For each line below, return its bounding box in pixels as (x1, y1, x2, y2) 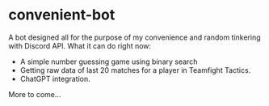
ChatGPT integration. (19, 74, 90, 83)
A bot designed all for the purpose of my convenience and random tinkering (8, 32, 261, 42)
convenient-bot (8, 6, 116, 24)
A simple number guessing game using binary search (19, 57, 198, 66)
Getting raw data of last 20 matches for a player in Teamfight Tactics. (19, 65, 251, 74)
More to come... (8, 89, 61, 99)
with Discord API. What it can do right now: (8, 40, 152, 50)
